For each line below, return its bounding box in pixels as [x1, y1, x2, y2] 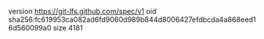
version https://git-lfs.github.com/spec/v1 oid [8, 7, 157, 16]
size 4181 [53, 23, 84, 32]
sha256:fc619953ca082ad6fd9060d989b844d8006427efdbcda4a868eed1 [8, 15, 257, 24]
